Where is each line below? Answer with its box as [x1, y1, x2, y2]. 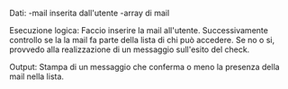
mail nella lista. [9, 71, 65, 82]
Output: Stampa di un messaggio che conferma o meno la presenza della [9, 62, 281, 72]
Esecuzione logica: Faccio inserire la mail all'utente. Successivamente [9, 25, 268, 35]
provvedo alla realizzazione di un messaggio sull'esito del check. [9, 44, 250, 55]
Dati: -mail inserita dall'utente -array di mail [9, 8, 170, 18]
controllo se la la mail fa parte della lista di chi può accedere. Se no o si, [9, 35, 275, 45]
